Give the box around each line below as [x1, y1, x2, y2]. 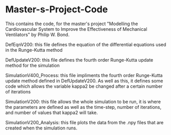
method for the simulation [5, 62, 60, 68]
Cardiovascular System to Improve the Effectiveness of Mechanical [5, 26, 147, 32]
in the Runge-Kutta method [5, 47, 63, 53]
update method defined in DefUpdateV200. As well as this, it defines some [5, 78, 163, 84]
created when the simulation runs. [5, 125, 78, 131]
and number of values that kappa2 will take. [5, 109, 98, 115]
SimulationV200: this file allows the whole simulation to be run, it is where [5, 99, 161, 105]
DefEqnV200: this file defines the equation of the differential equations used [5, 41, 166, 47]
